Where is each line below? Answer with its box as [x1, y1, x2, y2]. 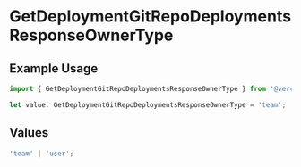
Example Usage [9, 61, 99, 76]
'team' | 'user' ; [9, 149, 74, 158]
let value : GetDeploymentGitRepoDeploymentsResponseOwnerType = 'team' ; [9, 100, 287, 109]
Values [9, 125, 49, 140]
